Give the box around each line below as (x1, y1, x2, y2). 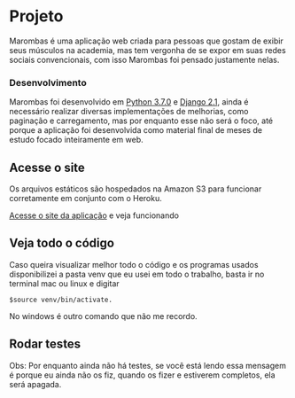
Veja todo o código (9, 236, 115, 251)
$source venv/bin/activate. (9, 295, 113, 304)
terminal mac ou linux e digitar (9, 277, 120, 289)
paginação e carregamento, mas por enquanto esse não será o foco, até (9, 115, 274, 126)
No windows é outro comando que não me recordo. (9, 310, 198, 321)
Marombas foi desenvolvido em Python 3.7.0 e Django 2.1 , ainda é (9, 97, 249, 107)
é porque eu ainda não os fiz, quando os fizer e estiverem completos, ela (9, 370, 276, 380)
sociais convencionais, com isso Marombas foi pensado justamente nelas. (9, 54, 280, 65)
